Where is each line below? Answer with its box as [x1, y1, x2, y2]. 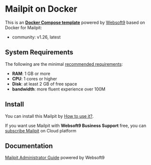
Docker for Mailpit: [5, 24, 42, 30]
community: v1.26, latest [12, 34, 61, 40]
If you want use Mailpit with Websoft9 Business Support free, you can [5, 123, 147, 128]
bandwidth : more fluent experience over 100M [12, 86, 106, 92]
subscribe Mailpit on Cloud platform [5, 128, 76, 133]
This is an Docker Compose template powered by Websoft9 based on [5, 19, 145, 25]
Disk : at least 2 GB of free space [12, 81, 77, 87]
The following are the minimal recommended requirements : [5, 61, 123, 67]
